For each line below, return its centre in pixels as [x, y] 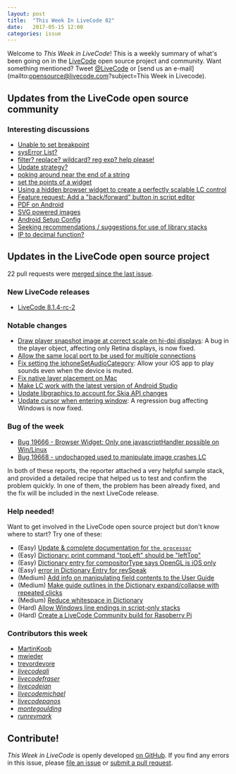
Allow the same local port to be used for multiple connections [106, 356]
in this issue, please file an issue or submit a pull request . [90, 763]
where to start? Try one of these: [55, 534]
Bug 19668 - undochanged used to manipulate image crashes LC [112, 457]
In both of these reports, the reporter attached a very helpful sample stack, [116, 470]
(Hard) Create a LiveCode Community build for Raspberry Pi [105, 615]
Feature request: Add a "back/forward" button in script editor [106, 197]
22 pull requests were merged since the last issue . [80, 274]
